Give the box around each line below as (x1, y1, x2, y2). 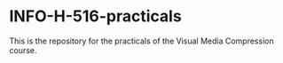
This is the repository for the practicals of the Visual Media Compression (9, 35, 274, 46)
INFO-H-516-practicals (9, 6, 182, 27)
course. (9, 44, 37, 55)
